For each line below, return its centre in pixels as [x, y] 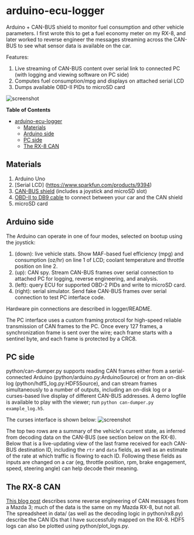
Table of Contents [28, 110]
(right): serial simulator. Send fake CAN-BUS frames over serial [91, 291]
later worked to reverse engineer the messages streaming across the [89, 39]
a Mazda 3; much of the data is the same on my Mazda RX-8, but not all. [93, 507]
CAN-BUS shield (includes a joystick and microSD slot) [81, 191]
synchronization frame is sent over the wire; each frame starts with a [89, 332]
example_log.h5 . [25, 408]
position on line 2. [36, 266]
